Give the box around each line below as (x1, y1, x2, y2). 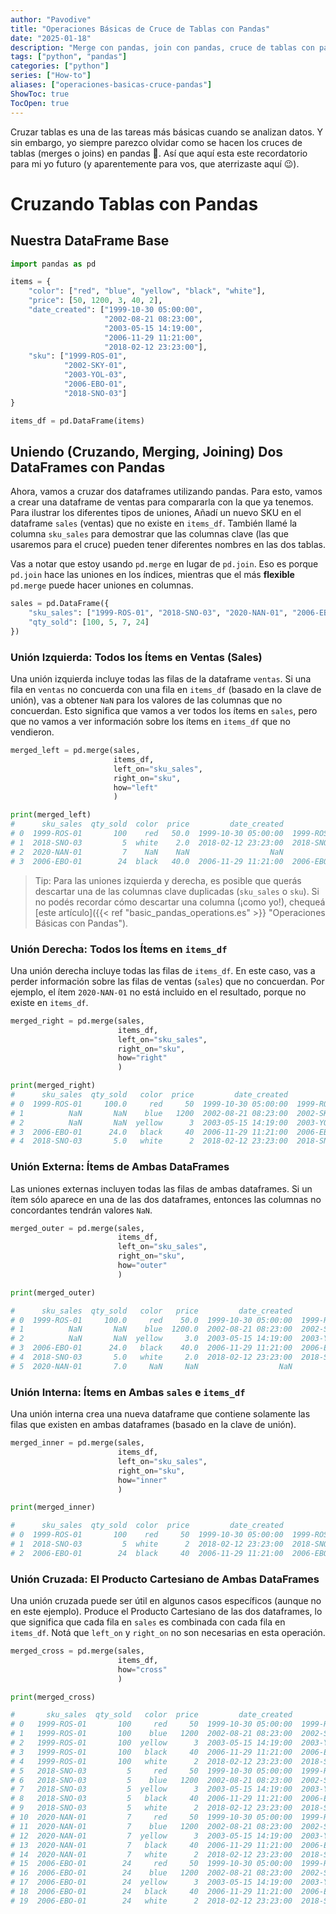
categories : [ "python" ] (10, 61, 110, 71)
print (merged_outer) (10, 1287, 97, 1298)
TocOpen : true (10, 98, 70, 108)
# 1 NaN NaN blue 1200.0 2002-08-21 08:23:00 (10, 1324, 293, 1335)
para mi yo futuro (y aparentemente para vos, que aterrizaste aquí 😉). (10, 157, 300, 170)
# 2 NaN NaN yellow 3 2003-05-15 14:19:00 (10, 1117, 288, 1128)
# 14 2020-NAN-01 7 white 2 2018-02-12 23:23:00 (10, 1849, 293, 1860)
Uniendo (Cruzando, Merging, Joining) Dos (10, 443, 284, 460)
